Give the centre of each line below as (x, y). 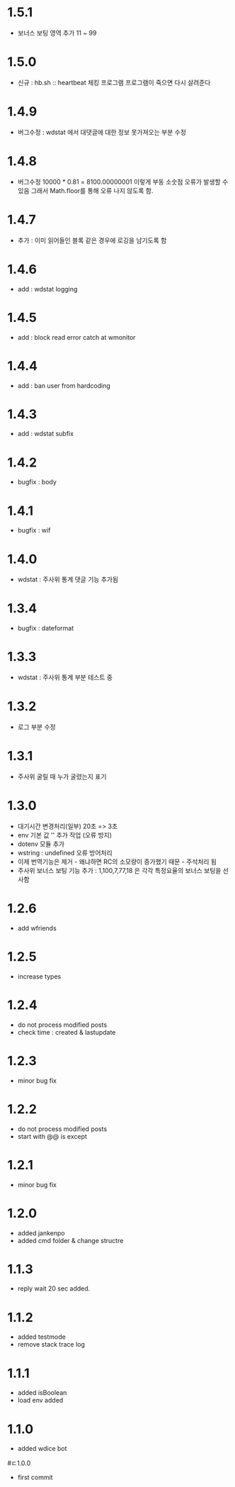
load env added (40, 1400)
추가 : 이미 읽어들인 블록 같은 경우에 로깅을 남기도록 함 (92, 240)
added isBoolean (42, 1393)
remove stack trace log (51, 1344)
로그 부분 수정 (36, 727)
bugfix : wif (34, 530)
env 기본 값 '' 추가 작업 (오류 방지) (64, 835)
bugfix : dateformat (46, 628)
